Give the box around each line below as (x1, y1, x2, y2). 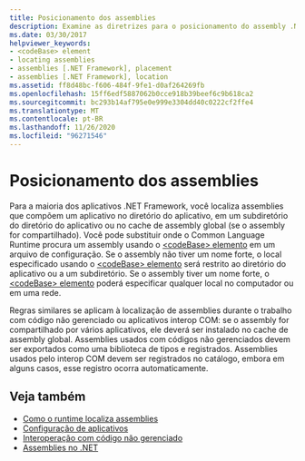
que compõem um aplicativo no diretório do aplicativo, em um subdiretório (9, 210, 289, 221)
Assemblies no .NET (22, 442, 99, 453)
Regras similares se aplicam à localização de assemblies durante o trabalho (9, 305, 292, 316)
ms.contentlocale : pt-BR (9, 114, 103, 123)
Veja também (9, 389, 86, 405)
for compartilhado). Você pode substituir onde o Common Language (9, 229, 265, 240)
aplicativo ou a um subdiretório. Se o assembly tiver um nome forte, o (9, 268, 270, 279)
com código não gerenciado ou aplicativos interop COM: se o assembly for (9, 314, 290, 325)
